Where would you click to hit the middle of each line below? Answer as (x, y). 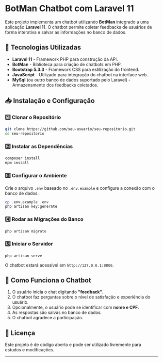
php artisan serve (24, 256)
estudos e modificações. (30, 350)
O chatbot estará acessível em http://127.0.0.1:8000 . (59, 265)
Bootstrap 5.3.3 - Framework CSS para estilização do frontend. (76, 69)
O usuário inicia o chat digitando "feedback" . (57, 292)
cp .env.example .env (27, 202)
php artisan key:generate (31, 207)
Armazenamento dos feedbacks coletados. (55, 85)
